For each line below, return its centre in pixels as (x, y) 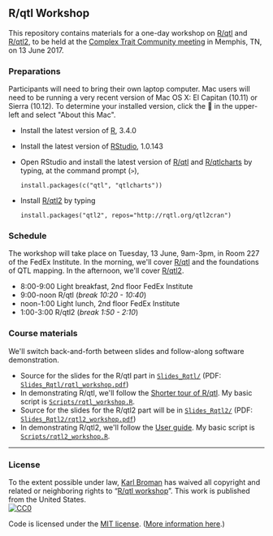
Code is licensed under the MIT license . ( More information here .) (117, 524)
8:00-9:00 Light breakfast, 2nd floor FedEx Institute (106, 287)
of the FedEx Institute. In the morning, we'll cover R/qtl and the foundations (134, 262)
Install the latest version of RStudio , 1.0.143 (92, 146)
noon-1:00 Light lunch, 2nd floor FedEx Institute (100, 304)
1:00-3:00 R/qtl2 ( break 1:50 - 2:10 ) (79, 313)
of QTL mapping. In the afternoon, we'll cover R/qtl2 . (96, 270)
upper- (246, 106)
